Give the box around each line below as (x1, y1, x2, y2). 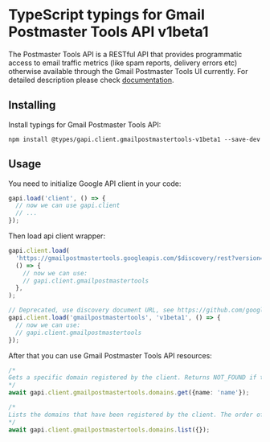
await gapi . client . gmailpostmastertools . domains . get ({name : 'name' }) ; (8, 389, 250, 397)
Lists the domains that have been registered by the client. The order (8, 411, 253, 419)
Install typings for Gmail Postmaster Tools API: (8, 119, 162, 130)
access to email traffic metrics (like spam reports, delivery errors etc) (8, 58, 238, 68)
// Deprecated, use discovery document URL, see (8, 306, 174, 315)
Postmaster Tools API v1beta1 (8, 23, 209, 41)
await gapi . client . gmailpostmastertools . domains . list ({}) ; (8, 425, 211, 434)
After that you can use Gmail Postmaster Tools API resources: (8, 350, 213, 360)
